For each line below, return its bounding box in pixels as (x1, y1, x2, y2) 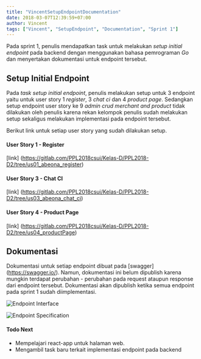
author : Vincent (6, 20, 48, 26)
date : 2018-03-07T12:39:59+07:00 (6, 15, 91, 21)
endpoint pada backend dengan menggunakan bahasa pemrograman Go (6, 49, 189, 57)
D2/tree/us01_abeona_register (6, 161, 82, 168)
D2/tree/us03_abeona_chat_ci (6, 195, 82, 202)
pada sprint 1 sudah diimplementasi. (6, 288, 97, 296)
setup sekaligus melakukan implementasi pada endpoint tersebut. (6, 115, 172, 122)
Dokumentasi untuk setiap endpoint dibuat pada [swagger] (6, 262, 154, 270)
